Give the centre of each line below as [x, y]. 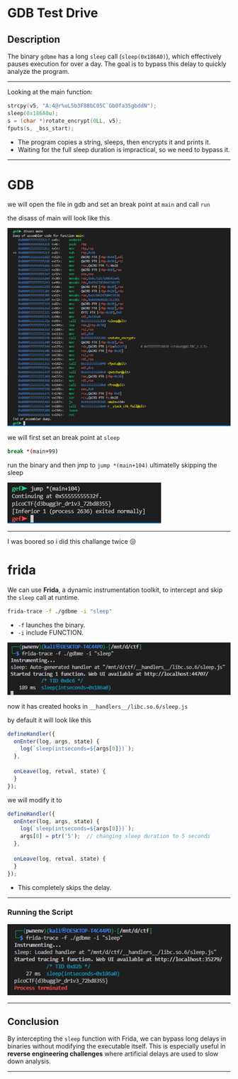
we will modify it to [35, 800]
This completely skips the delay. [64, 887]
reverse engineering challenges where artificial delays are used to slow [113, 1054]
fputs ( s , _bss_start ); [41, 128]
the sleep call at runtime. [44, 598]
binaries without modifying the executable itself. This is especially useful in [117, 1046]
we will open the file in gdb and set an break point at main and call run [109, 205]
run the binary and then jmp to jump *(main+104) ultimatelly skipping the [112, 465]
